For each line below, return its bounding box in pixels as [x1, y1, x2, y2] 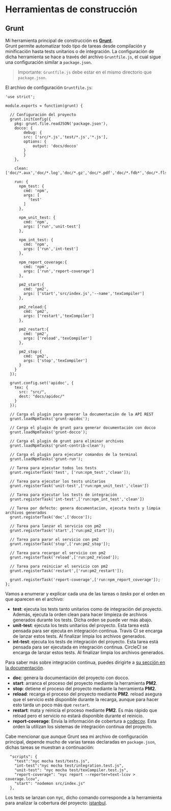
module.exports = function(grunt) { [5, 103, 83, 108]
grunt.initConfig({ [10, 117, 51, 122]
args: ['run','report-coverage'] [23, 269, 95, 274]
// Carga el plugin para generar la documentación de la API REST [10, 412, 154, 417]
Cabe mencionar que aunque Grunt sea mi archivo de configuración [5, 733, 148, 739]
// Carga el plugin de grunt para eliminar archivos [10, 438, 124, 444]
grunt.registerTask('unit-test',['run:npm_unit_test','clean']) [10, 483, 149, 489]
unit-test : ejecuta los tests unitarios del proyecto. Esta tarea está [12, 622, 149, 628]
